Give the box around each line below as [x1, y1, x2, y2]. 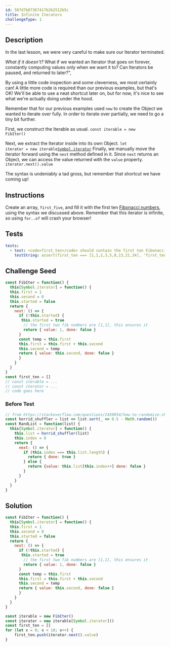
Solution [5, 501, 32, 510]
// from [5, 412, 22, 417]
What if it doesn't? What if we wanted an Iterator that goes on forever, [5, 59, 151, 65]
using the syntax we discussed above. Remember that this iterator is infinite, [5, 210, 164, 215]
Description [5, 35, 43, 44]
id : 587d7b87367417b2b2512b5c [5, 7, 69, 13]
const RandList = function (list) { [5, 421, 80, 426]
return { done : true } [27, 454, 76, 459]
